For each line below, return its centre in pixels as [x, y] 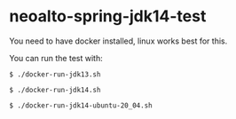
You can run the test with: [56, 58]
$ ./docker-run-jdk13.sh [55, 74]
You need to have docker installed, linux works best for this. [118, 41]
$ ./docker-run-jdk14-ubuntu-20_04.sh [81, 105]
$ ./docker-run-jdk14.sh [55, 90]
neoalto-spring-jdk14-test [108, 16]
